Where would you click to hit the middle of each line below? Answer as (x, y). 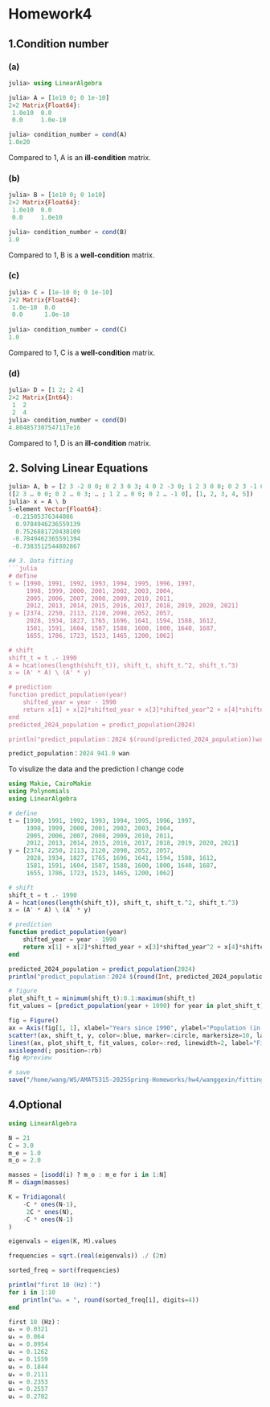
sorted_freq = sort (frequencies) (64, 1271)
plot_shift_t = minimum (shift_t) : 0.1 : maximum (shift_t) (102, 998)
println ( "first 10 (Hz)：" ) (55, 1285)
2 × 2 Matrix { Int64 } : (41, 398)
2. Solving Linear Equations (78, 468)
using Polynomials (39, 792)
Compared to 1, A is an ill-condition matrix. (80, 157)
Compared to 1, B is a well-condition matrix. (82, 255)
